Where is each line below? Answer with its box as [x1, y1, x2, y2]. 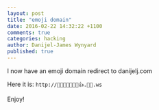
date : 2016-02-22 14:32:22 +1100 [7, 23, 103, 29]
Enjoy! [7, 95, 25, 103]
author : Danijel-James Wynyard [7, 42, 97, 49]
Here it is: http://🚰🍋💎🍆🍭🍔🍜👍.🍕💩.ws [7, 80, 103, 88]
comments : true [7, 29, 51, 36]
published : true [7, 49, 53, 55]
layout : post [7, 10, 45, 17]
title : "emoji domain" [7, 16, 72, 23]
